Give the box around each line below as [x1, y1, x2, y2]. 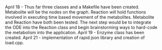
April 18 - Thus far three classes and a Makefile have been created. [5, 4, 140, 10]
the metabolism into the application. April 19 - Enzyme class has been [5, 30, 144, 35]
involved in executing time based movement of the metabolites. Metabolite [5, 14, 155, 20]
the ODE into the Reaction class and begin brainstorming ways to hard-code [5, 25, 158, 30]
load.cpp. [5, 40, 24, 45]
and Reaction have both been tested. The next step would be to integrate [5, 19, 152, 25]
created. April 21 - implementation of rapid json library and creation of [5, 35, 145, 40]
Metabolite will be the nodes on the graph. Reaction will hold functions [5, 9, 146, 15]
